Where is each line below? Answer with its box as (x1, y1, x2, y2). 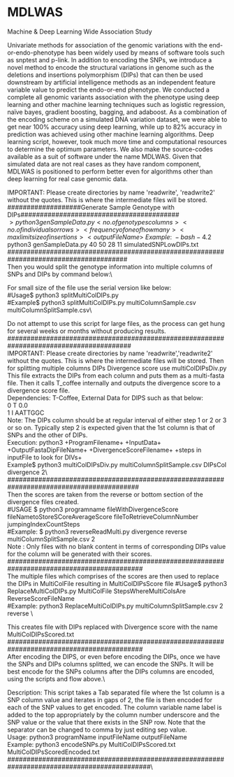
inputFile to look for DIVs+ (7, 452, 82, 462)
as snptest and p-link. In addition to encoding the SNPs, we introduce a (7, 55, 212, 64)
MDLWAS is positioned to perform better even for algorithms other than (7, 167, 213, 176)
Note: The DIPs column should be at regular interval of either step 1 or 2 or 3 (7, 415, 227, 424)
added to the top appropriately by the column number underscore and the (7, 711, 220, 719)
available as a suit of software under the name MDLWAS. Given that (7, 152, 203, 161)
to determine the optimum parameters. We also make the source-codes (7, 145, 213, 153)
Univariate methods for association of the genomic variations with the (7, 41, 208, 49)
